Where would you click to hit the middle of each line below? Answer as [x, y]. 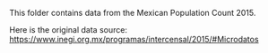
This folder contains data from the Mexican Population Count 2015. [133, 13]
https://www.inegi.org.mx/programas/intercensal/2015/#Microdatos [134, 39]
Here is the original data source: [69, 30]
